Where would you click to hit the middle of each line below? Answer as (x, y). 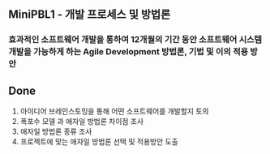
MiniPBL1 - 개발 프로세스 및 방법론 (90, 15)
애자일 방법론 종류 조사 (56, 131)
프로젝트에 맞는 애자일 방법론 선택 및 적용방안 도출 (99, 142)
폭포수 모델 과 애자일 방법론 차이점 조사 (82, 122)
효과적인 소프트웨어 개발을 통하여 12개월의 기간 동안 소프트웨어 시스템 (135, 40)
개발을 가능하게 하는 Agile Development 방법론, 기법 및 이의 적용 (129, 52)
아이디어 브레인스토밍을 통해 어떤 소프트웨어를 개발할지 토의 (114, 111)
